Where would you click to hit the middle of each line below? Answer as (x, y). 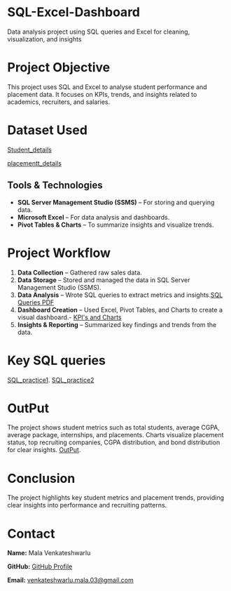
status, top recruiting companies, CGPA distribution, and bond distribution (114, 442)
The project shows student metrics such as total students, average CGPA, (114, 427)
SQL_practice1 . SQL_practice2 (51, 380)
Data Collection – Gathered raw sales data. (79, 272)
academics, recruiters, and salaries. (59, 102)
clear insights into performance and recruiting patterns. (87, 505)
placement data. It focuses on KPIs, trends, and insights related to (102, 94)
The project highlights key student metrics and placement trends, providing (116, 498)
